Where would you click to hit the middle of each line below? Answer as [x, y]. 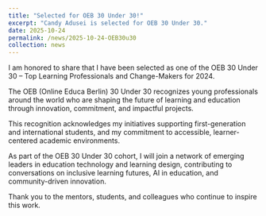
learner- [226, 133]
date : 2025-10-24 [37, 30]
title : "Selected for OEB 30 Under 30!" [76, 15]
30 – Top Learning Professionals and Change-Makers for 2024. [112, 76]
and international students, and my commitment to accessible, [110, 133]
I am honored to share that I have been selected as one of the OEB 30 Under [133, 67]
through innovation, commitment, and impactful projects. [101, 109]
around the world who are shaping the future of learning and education [124, 100]
